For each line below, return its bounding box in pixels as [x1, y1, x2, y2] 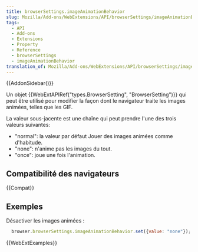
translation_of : [6, 63, 46, 70]
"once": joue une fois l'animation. [14, 152, 95, 159]
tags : [6, 19, 19, 25]
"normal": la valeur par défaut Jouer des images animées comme [14, 133, 173, 140]
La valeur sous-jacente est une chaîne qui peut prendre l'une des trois [6, 115, 177, 122]
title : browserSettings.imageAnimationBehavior [6, 8, 126, 15]
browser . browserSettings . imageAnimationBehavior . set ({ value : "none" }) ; [11, 228, 192, 234]
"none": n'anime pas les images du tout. [14, 145, 112, 152]
